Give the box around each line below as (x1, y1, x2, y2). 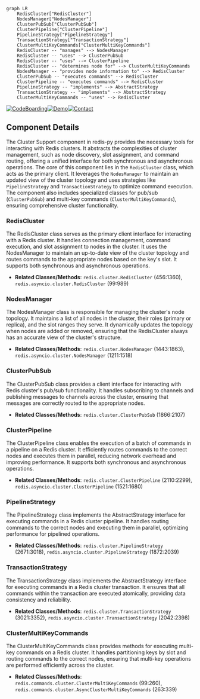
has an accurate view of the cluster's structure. (6, 334, 122, 341)
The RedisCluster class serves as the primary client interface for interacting (6, 230, 192, 237)
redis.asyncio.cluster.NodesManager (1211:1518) (14, 352, 133, 359)
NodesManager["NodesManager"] (17, 16, 92, 22)
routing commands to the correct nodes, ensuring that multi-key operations (6, 655, 192, 662)
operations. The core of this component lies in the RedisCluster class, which (6, 163, 194, 170)
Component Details (6, 123, 79, 133)
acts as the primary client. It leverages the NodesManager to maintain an (6, 170, 179, 177)
